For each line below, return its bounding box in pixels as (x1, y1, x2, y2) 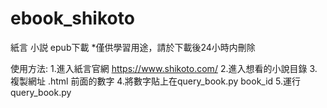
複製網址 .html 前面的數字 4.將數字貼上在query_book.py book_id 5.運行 (10, 75, 302, 87)
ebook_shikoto (10, 7, 135, 30)
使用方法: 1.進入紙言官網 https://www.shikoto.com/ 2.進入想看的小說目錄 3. (10, 62, 318, 74)
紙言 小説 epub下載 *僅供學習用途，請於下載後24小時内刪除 (10, 41, 256, 53)
